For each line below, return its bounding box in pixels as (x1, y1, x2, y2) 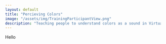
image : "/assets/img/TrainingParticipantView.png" (5, 16, 112, 21)
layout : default (5, 7, 39, 12)
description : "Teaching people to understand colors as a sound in (5, 21, 147, 26)
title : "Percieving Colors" (5, 12, 63, 17)
